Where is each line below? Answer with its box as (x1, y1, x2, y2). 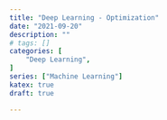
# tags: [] (9, 38, 51, 48)
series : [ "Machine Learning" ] (9, 72, 124, 81)
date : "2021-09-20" (9, 22, 83, 31)
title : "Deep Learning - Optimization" (9, 13, 160, 23)
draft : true (9, 88, 54, 97)
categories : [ (9, 47, 63, 56)
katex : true (9, 80, 54, 89)
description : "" (9, 30, 70, 39)
